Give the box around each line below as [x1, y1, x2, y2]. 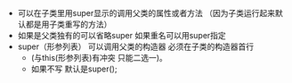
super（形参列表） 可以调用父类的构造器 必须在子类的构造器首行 [17, 41, 255, 52]
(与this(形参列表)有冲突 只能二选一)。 [30, 53, 167, 62]
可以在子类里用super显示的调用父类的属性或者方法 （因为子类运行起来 [17, 8, 276, 18]
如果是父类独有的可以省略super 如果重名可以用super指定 [17, 30, 227, 40]
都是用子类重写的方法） [25, 19, 112, 29]
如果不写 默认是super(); [30, 63, 118, 74]
